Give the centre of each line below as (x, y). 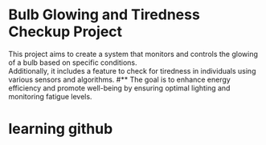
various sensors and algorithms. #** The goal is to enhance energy (119, 79)
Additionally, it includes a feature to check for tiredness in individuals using (132, 70)
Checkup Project (65, 32)
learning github (61, 129)
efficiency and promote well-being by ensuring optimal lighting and (119, 88)
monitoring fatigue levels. (50, 96)
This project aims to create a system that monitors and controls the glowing (133, 54)
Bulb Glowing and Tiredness (104, 15)
